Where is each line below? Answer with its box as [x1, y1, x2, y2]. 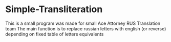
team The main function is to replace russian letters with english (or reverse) [5, 25, 166, 31]
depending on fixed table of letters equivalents [5, 31, 104, 37]
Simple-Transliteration [5, 4, 103, 15]
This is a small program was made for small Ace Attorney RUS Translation [5, 20, 161, 26]
